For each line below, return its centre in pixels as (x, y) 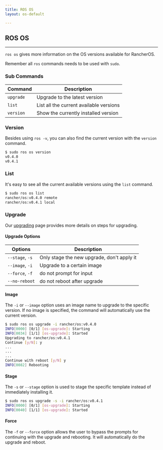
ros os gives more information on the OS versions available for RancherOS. (80, 54)
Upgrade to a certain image (71, 265)
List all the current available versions (78, 105)
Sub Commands (24, 76)
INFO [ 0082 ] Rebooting (27, 365)
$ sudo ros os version (28, 152)
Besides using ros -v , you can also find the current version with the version (81, 138)
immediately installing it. (29, 392)
